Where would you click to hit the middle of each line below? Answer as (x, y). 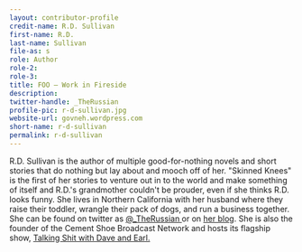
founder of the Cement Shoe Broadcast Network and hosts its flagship (140, 228)
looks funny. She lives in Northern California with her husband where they (146, 199)
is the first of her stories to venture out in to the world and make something (148, 180)
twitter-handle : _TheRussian (64, 102)
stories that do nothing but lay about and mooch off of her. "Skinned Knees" (151, 170)
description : (34, 93)
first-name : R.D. (42, 34)
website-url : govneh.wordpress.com (76, 118)
